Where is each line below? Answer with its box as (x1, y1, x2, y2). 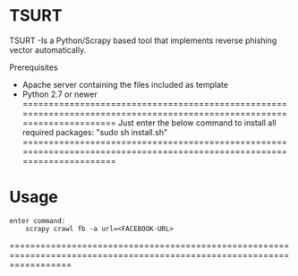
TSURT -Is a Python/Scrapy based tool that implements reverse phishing (9, 35, 277, 46)
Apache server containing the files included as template (21, 79, 228, 90)
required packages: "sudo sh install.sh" (21, 126, 168, 137)
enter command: (9, 216, 66, 225)
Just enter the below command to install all (117, 117, 277, 128)
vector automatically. (9, 44, 87, 55)
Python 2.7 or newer (21, 89, 98, 99)
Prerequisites (9, 62, 58, 73)
